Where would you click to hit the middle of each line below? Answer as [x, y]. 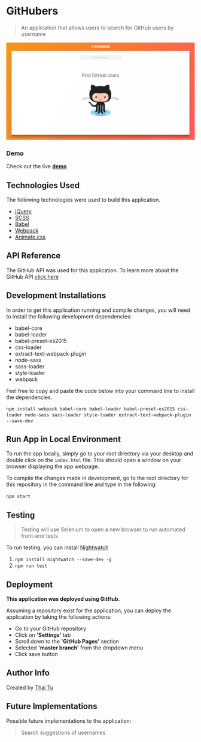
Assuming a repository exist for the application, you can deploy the [89, 610]
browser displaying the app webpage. [53, 466]
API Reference [33, 256]
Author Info [28, 673]
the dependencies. [29, 397]
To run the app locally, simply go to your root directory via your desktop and [100, 454]
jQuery [23, 211]
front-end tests [39, 536]
